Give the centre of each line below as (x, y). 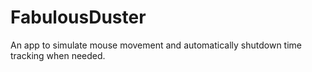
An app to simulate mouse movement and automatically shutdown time (156, 45)
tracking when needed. (58, 55)
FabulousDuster (78, 17)
